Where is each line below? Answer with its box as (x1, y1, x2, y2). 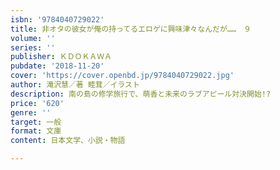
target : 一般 (10, 117, 62, 127)
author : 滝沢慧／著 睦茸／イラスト (10, 80, 140, 90)
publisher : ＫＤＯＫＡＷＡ (10, 52, 113, 62)
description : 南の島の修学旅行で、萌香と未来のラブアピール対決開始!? (10, 89, 272, 99)
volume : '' (10, 33, 56, 43)
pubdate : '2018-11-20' (10, 61, 105, 71)
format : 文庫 (10, 126, 62, 136)
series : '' (10, 42, 56, 53)
